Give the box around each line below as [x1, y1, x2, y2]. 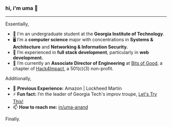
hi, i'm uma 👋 [5, 5, 38, 12]
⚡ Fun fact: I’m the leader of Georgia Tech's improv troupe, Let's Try [12, 91, 157, 97]
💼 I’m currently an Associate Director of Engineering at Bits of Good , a [12, 60, 163, 66]
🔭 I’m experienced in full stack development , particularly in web [12, 49, 149, 56]
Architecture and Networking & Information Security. [12, 44, 128, 50]
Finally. [5, 116, 20, 122]
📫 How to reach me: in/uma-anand [12, 104, 89, 110]
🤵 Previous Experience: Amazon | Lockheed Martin [12, 85, 122, 91]
